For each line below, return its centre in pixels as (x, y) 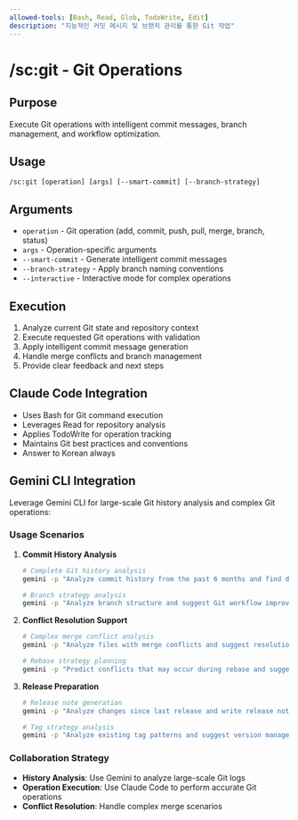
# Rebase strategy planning (74, 661)
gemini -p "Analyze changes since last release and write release (148, 711)
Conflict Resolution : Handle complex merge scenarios (122, 806)
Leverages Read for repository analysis (94, 424)
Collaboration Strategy (59, 758)
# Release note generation (72, 702)
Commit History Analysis (69, 554)
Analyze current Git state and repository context (110, 327)
